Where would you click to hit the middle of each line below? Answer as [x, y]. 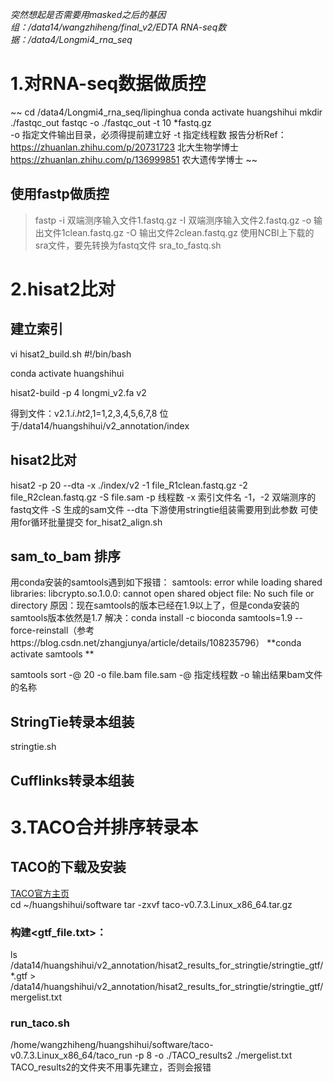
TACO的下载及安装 [68, 867]
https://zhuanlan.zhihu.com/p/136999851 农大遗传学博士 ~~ [134, 159]
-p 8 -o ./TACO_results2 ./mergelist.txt [213, 1055]
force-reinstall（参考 [52, 630]
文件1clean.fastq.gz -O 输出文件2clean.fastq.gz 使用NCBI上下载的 [179, 232]
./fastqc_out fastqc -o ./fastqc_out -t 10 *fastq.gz [111, 122]
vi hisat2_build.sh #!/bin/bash [71, 354]
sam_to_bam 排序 [65, 556]
